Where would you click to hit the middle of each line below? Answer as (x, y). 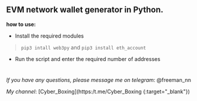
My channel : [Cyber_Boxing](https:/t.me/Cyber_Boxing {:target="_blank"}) (98, 91)
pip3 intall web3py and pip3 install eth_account (84, 47)
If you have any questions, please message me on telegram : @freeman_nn (99, 80)
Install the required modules (49, 36)
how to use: (21, 24)
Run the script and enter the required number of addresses (87, 59)
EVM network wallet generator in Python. (85, 10)
